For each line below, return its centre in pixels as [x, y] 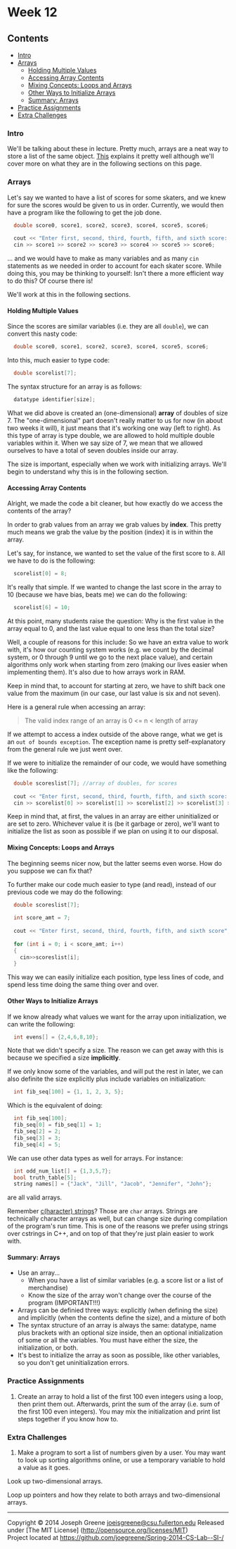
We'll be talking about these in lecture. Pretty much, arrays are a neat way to [118, 149]
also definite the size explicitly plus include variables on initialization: [106, 1079]
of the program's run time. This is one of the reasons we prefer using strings [118, 1226]
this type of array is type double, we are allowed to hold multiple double [111, 435]
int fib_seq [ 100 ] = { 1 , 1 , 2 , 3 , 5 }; [69, 1092]
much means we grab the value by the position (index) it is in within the [110, 532]
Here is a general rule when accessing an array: [77, 706]
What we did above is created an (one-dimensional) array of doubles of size [118, 412]
